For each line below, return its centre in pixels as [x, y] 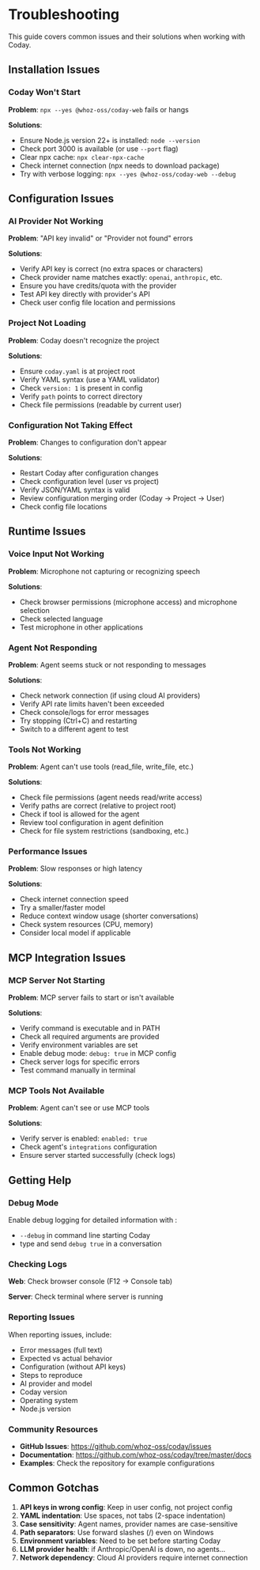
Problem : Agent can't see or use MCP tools [79, 1108]
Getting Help [40, 1180]
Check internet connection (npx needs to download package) [119, 165]
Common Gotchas [54, 1488]
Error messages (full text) [61, 1349]
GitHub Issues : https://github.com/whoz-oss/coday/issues [115, 1447]
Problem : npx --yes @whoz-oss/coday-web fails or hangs [99, 109]
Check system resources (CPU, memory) [87, 925]
